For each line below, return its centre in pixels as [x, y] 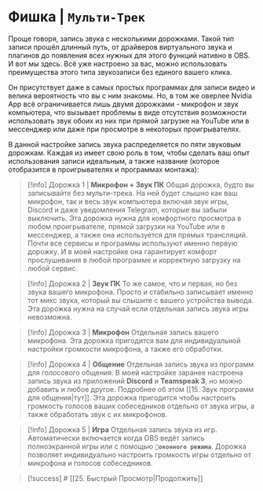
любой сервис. [53, 268]
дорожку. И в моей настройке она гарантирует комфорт [122, 251]
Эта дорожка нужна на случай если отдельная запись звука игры [138, 308]
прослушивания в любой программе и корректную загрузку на [134, 260]
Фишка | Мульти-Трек [77, 17]
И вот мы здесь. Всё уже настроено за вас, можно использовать [118, 64]
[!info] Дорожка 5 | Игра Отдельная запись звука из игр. [122, 430]
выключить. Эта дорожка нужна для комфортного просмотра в [134, 218]
